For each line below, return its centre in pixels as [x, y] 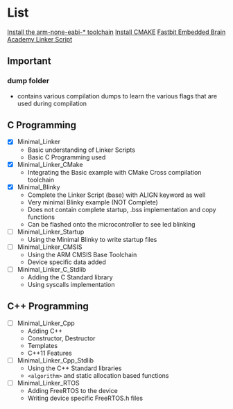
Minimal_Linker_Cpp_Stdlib [55, 360]
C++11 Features [50, 353]
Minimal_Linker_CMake [50, 164]
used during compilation [52, 103]
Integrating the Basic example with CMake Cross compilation [114, 172]
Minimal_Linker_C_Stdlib [52, 269]
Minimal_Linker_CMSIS [50, 247]
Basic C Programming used [67, 157]
